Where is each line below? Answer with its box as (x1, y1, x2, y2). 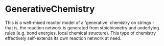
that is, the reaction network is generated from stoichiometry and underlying (5, 24, 159, 30)
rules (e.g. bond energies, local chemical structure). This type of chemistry (5, 30, 156, 36)
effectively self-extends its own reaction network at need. (5, 35, 121, 41)
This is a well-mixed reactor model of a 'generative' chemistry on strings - (5, 20, 155, 25)
